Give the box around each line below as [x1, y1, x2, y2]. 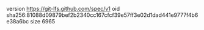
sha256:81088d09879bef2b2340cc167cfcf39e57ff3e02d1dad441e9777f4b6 [6, 11, 199, 19]
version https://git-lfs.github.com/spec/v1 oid [6, 5, 120, 12]
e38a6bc [6, 18, 29, 25]
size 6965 [30, 18, 56, 25]
